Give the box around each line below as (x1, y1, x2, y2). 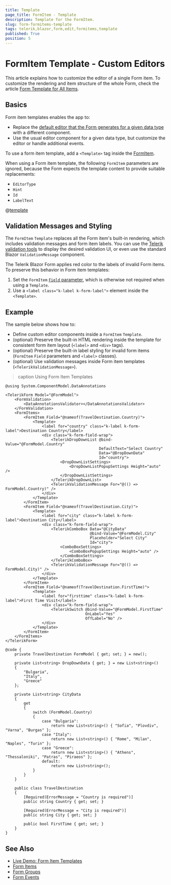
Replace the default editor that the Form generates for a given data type (12, 124, 164, 130)
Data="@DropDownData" (99, 450, 145, 456)
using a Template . (12, 282, 50, 289)
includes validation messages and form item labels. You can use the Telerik (5, 241, 163, 247)
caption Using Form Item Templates (17, 374, 93, 380)
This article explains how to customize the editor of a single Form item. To (5, 75, 161, 81)
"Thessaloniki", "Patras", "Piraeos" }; (5, 754, 93, 760)
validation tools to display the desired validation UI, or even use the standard (5, 246, 166, 252)
